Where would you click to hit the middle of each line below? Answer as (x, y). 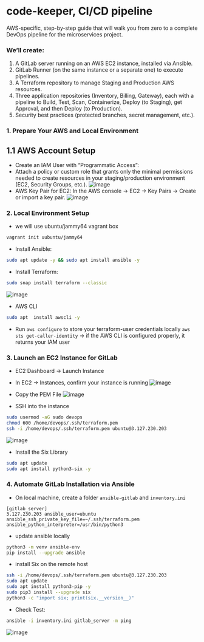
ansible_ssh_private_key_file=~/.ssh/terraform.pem (73, 519)
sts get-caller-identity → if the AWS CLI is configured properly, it (100, 335)
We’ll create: (25, 50)
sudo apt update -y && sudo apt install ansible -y (73, 260)
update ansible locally (42, 536)
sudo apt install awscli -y (43, 317)
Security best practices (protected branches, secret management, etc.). (105, 115)
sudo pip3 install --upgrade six (49, 592)
